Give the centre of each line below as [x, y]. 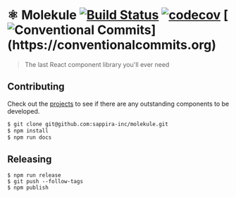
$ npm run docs [30, 137]
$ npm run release [34, 175]
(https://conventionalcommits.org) [112, 45]
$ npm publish [28, 188]
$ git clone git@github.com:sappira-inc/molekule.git [88, 124]
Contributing [36, 87]
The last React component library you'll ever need [97, 64]
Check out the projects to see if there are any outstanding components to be [118, 104]
